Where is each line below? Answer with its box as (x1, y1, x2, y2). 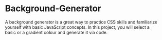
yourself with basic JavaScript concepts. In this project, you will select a (5, 24, 150, 30)
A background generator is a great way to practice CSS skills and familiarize (5, 19, 158, 25)
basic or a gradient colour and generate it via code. (5, 29, 108, 35)
